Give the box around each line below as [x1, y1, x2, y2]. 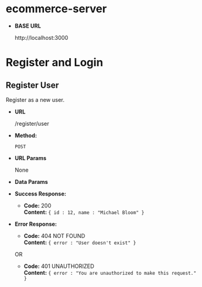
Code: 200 [23, 202, 51, 209]
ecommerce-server [6, 2, 107, 16]
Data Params [14, 178, 48, 185]
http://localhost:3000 [14, 34, 69, 41]
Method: [14, 131, 37, 139]
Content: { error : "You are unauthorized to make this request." [23, 269, 196, 276]
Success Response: [14, 189, 67, 197]
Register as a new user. [6, 96, 65, 103]
